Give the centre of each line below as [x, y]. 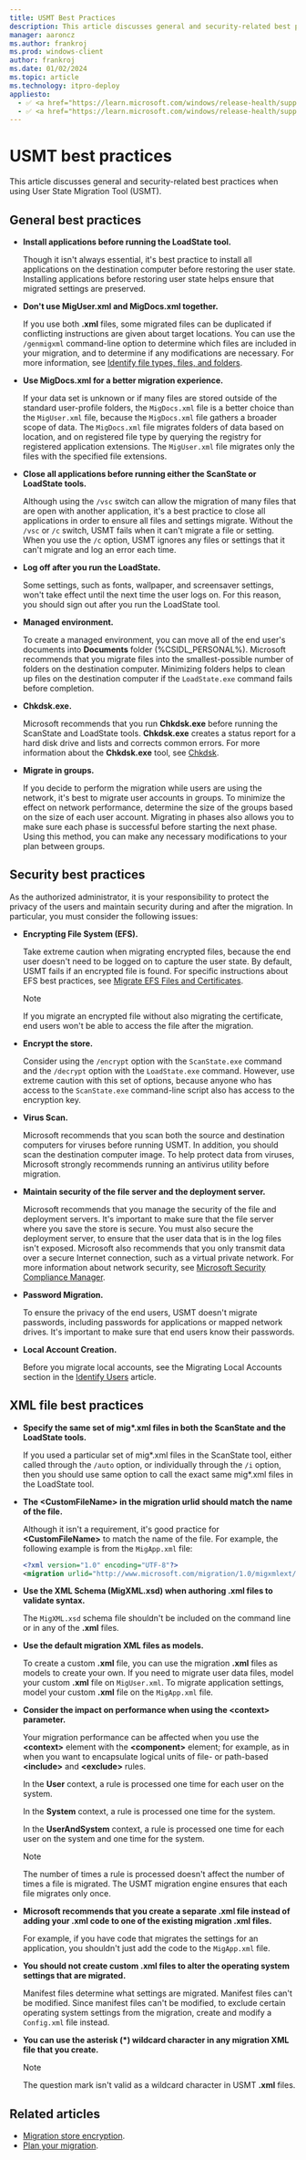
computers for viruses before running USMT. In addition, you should [150, 1145]
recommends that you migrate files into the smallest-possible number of [158, 659]
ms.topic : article [44, 78]
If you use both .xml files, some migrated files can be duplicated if [147, 324]
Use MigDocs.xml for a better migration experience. [123, 380]
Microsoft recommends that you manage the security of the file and [149, 1209]
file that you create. [61, 2050]
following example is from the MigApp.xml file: [107, 1548]
